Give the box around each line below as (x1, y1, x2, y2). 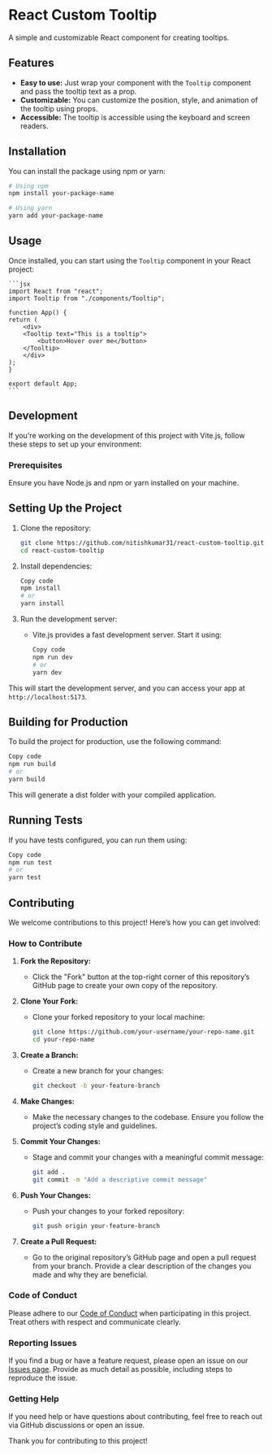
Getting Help (8, 1393, 59, 1404)
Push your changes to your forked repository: (32, 1206, 185, 1216)
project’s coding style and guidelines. (32, 1121, 158, 1130)
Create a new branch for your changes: (32, 1066, 164, 1076)
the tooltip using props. (19, 103, 98, 113)
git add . (32, 1168, 67, 1176)
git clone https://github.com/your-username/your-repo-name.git (32, 1028, 255, 1036)
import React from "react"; (8, 287, 104, 295)
